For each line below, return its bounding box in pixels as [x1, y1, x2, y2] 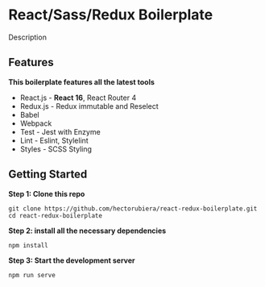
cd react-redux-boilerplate [8, 211, 103, 219]
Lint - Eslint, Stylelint [19, 135, 89, 145]
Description [8, 32, 47, 42]
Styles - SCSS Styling [19, 143, 93, 154]
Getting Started [8, 168, 88, 181]
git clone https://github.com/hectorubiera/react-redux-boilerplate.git [8, 204, 258, 213]
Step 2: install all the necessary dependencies [8, 226, 167, 235]
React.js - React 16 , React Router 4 [19, 93, 137, 102]
